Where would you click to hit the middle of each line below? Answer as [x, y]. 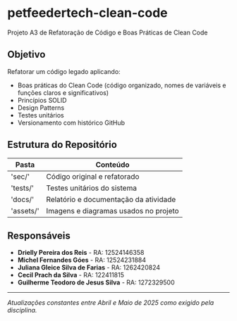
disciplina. [22, 310]
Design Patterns [41, 108]
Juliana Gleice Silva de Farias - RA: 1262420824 [89, 267]
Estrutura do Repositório [62, 145]
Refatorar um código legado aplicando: [64, 71]
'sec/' [20, 176]
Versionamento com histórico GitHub [71, 122]
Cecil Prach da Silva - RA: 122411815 [71, 275]
